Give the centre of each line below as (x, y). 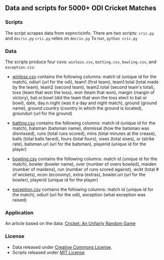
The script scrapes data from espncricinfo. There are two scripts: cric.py (80, 33)
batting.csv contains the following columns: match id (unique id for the (84, 123)
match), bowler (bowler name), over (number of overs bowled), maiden (84, 164)
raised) (19, 200)
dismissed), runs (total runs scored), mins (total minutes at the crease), (84, 133)
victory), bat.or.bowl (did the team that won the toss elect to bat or (80, 97)
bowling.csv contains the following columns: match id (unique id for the (85, 159)
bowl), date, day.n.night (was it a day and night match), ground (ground (84, 103)
